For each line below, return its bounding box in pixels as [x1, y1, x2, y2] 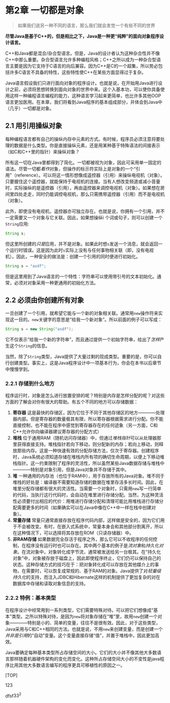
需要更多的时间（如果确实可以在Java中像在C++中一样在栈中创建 [17, 504, 152, 511]
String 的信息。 [18, 343, 50, 349]
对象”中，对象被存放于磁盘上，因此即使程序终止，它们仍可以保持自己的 [12, 555, 161, 561]
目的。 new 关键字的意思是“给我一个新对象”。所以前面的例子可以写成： [18, 317, 162, 323]
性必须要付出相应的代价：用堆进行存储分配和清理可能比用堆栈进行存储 [12, 498, 159, 504]
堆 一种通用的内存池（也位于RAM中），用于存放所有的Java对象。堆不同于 [12, 473, 165, 479]
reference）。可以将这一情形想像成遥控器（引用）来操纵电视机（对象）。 [16, 172, 165, 178]
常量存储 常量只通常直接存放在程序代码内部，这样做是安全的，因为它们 [12, 517, 160, 523]
